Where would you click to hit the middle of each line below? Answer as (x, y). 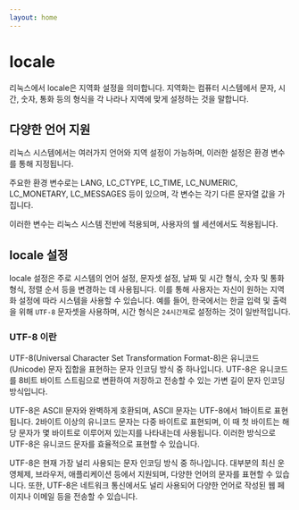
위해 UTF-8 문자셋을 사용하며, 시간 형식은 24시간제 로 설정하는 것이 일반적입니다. (154, 312)
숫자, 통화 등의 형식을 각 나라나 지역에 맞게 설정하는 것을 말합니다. (135, 98)
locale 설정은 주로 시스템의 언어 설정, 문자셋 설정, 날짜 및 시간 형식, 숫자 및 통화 (147, 279)
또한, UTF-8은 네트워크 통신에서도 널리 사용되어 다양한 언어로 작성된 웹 (152, 485)
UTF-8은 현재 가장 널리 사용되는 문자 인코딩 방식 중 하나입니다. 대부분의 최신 (142, 463)
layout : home (33, 17)
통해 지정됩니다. (46, 164)
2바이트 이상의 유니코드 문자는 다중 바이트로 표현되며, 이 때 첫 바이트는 (158, 422)
